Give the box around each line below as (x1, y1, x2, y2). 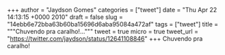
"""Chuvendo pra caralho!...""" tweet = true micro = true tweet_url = (7, 27, 198, 35)
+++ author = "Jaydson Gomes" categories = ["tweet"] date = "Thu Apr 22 (7, 6, 217, 14)
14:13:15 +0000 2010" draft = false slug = (7, 13, 123, 21)
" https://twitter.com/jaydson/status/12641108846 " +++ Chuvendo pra (7, 35, 203, 43)
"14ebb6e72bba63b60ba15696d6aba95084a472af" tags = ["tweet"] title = (7, 20, 219, 28)
